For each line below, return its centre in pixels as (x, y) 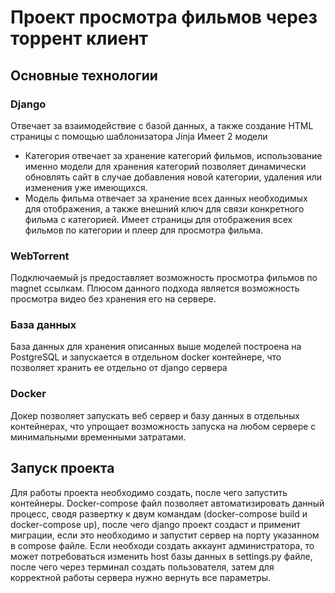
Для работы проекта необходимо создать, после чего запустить (149, 492)
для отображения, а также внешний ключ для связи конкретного (164, 208)
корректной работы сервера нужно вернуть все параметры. (140, 577)
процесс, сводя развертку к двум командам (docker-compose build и (159, 513)
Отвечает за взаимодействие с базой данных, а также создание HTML (162, 125)
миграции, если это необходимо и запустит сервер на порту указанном (165, 535)
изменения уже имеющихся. (86, 187)
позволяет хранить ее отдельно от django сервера (119, 368)
